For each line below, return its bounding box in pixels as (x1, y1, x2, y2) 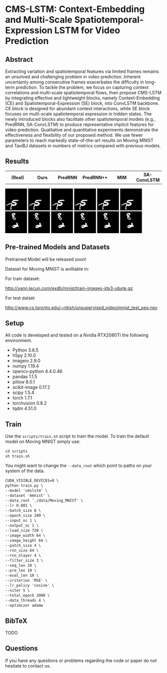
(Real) (11, 174, 24, 180)
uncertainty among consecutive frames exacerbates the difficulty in (5, 79, 144, 85)
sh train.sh (5, 454, 30, 459)
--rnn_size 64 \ (5, 548, 39, 553)
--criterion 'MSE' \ (5, 578, 48, 583)
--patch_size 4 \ (5, 543, 41, 548)
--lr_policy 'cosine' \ (5, 583, 55, 588)
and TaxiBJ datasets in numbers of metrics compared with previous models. (5, 143, 161, 148)
